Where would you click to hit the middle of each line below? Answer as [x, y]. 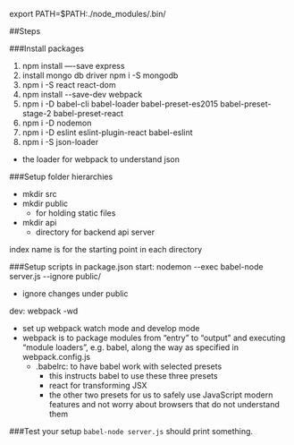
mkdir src [40, 194]
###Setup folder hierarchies [61, 176]
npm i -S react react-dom [69, 85]
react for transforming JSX [98, 385]
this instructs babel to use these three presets [133, 376]
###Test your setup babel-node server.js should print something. [131, 431]
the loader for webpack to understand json [101, 159]
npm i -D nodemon [57, 123]
